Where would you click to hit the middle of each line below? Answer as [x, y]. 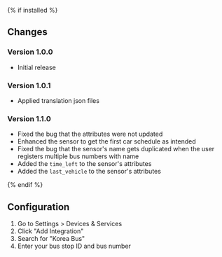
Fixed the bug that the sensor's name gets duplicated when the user [116, 149]
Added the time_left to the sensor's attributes [84, 164]
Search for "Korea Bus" [51, 239]
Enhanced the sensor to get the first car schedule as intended [106, 141]
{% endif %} [25, 185]
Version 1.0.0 [30, 52]
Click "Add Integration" [50, 231]
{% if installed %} [33, 10]
